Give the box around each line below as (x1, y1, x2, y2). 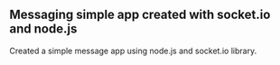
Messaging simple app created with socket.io (9, 7, 271, 23)
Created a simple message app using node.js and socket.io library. (9, 45, 257, 56)
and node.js (9, 22, 78, 37)
